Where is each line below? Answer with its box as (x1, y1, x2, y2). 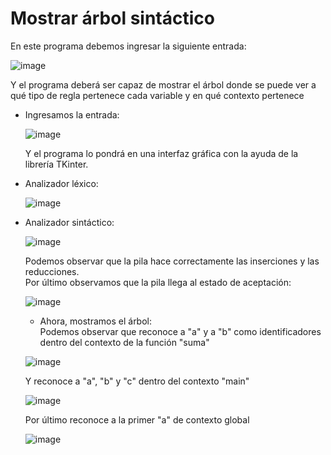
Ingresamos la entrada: (24, 108, 120, 121)
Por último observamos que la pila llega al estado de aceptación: (24, 276, 292, 288)
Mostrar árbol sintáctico (10, 7, 215, 30)
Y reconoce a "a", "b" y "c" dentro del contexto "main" (24, 375, 250, 387)
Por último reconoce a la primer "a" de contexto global (24, 413, 250, 426)
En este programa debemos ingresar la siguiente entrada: (10, 40, 247, 52)
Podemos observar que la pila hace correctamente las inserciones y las (24, 255, 320, 267)
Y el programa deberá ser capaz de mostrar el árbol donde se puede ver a (10, 78, 317, 91)
